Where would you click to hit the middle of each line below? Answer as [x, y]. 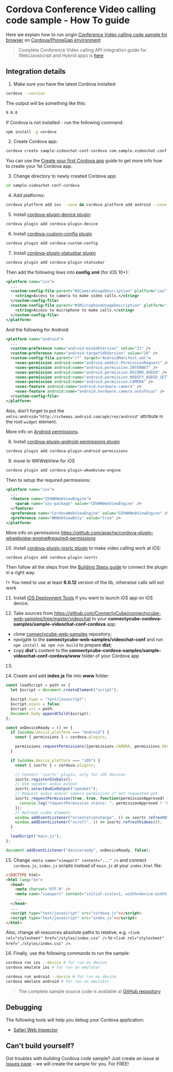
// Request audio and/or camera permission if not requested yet [86, 794]
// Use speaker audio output [46, 784]
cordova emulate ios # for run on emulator [53, 968]
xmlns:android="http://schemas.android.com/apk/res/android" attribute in [85, 416]
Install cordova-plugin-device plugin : [52, 215]
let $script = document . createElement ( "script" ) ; [64, 690]
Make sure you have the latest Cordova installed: [65, 84]
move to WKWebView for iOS [44, 461]
